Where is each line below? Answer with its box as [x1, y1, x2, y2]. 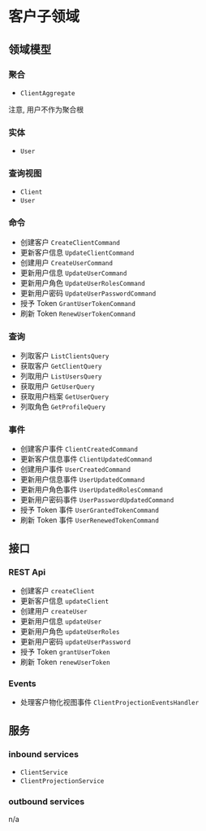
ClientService [19, 768, 68, 777]
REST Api [8, 566, 46, 578]
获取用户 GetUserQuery [19, 382, 95, 391]
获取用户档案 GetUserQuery [19, 391, 109, 401]
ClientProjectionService [19, 777, 105, 785]
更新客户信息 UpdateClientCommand [19, 247, 135, 257]
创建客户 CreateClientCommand [19, 237, 120, 247]
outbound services [8, 795, 85, 807]
